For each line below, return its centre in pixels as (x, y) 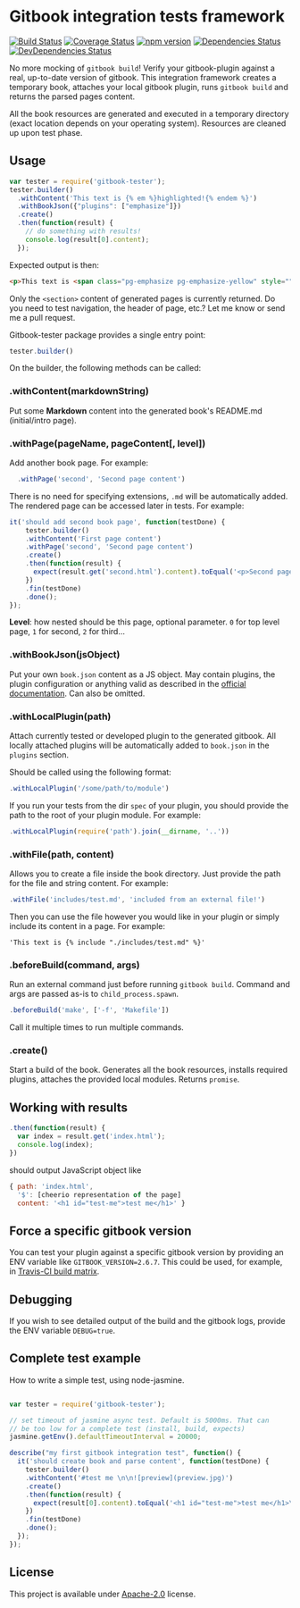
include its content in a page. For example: (87, 925)
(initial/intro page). (43, 420)
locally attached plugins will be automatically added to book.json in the (139, 745)
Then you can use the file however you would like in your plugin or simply (144, 917)
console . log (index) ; (55, 1145)
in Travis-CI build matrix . (54, 1271)
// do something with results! (83, 231)
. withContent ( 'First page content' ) (94, 539)
